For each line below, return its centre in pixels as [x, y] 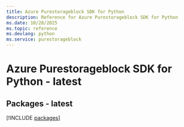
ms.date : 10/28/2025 [32, 23]
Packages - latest [40, 103]
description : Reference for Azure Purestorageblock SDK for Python [92, 17]
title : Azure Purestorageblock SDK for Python [65, 12]
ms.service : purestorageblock [44, 39]
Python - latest [44, 82]
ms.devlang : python [31, 34]
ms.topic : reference [32, 28]
